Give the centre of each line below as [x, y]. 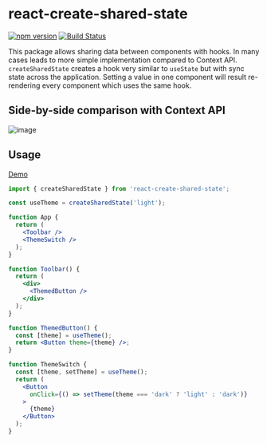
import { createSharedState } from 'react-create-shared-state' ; [119, 188]
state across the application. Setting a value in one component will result [128, 77]
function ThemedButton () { [53, 328]
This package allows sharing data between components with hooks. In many [134, 51]
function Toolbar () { [44, 269]
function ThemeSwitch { [48, 365]
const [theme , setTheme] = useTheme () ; [82, 372]
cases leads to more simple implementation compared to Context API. [123, 60]
